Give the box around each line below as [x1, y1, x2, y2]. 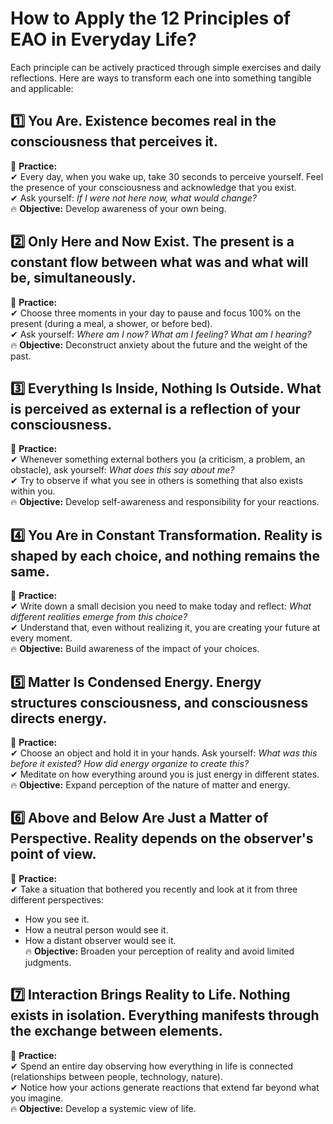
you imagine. [10, 1092, 64, 1104]
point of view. [10, 846, 97, 863]
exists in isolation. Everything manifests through [10, 1007, 320, 1024]
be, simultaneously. [10, 270, 137, 287]
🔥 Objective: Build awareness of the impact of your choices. [10, 643, 260, 655]
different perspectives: [10, 893, 104, 906]
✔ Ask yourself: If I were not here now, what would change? [10, 192, 257, 204]
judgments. [24, 956, 72, 968]
